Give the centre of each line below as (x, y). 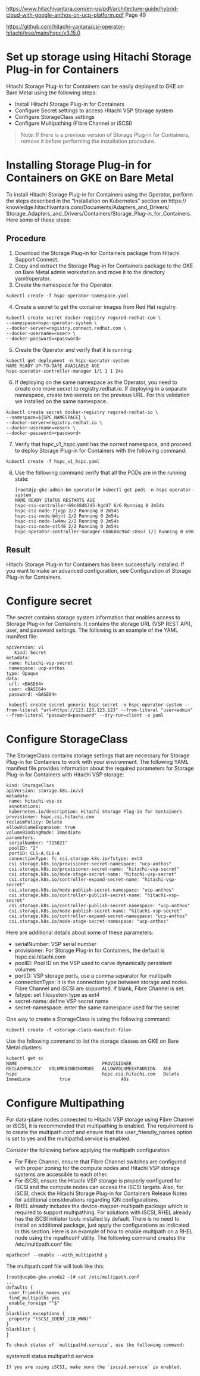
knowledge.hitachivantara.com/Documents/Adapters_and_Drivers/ (88, 207)
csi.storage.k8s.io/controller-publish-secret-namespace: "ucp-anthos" (99, 906)
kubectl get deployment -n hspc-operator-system (68, 361)
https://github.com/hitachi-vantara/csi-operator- (66, 27)
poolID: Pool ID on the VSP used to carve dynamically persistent (93, 963)
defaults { (20, 1288)
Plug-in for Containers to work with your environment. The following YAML (98, 762)
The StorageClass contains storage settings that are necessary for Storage (98, 755)
